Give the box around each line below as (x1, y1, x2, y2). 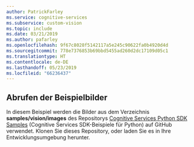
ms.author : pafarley (6, 37, 58, 43)
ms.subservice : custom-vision (6, 20, 83, 26)
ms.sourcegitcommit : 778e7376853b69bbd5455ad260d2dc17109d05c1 (6, 48, 169, 54)
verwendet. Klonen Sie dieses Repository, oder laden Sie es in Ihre (6, 127, 171, 135)
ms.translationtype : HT (6, 53, 66, 59)
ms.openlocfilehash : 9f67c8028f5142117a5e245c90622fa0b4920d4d (6, 43, 169, 49)
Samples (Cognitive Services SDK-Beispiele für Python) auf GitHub (6, 121, 172, 128)
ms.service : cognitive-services (6, 14, 87, 20)
